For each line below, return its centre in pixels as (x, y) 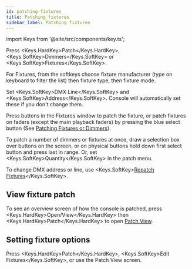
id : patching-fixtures (34, 11)
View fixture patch (41, 194)
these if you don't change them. (45, 105)
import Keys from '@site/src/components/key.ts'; (65, 39)
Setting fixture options (48, 239)
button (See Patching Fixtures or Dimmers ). (59, 128)
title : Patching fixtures (38, 17)
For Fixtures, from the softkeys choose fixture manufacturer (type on (89, 75)
